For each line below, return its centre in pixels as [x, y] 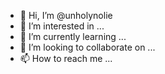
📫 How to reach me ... [66, 58]
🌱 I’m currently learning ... [73, 36]
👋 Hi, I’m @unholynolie [66, 15]
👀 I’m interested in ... [62, 26]
